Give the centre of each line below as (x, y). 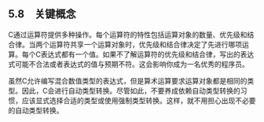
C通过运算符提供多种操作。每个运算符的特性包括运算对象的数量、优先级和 (128, 35)
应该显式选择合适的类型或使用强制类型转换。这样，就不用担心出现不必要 (139, 100)
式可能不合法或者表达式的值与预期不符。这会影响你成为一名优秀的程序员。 (128, 64)
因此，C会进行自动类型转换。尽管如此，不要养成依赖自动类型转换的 (131, 91)
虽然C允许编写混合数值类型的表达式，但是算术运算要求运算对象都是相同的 (128, 80)
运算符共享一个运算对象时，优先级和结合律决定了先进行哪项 (145, 44)
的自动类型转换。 (36, 110)
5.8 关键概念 (42, 14)
